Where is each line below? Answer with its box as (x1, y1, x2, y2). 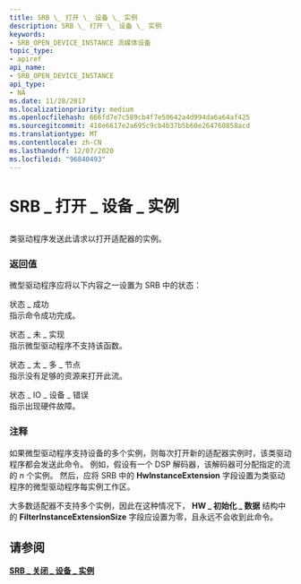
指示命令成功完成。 (9, 310, 81, 321)
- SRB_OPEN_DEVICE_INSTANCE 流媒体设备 (9, 38, 151, 47)
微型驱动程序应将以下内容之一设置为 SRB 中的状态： (9, 279, 202, 291)
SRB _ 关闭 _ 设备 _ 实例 (9, 565, 95, 576)
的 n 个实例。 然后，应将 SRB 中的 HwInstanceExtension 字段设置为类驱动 (9, 469, 286, 480)
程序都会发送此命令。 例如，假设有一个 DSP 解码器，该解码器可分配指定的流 (9, 459, 291, 469)
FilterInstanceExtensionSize (19, 511, 127, 522)
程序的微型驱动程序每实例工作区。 (9, 481, 135, 492)
